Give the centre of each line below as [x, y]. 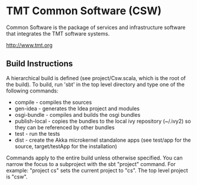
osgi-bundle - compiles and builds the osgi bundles [77, 114]
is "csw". [17, 177]
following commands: [32, 91]
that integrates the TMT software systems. [58, 33]
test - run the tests [37, 133]
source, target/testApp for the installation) [66, 146]
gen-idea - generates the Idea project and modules [77, 109]
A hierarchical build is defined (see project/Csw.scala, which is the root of [96, 78]
